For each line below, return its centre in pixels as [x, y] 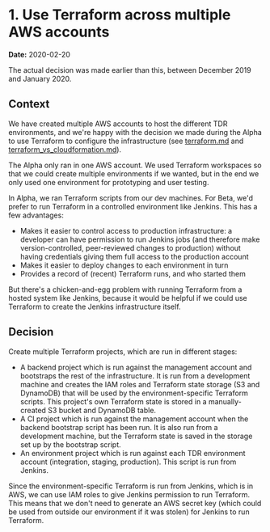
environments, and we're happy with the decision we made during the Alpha [135, 132]
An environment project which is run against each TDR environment [133, 453]
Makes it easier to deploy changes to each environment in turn [124, 265]
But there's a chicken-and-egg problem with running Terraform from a [125, 289]
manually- [225, 401]
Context [29, 104]
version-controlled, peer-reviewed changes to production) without [130, 247]
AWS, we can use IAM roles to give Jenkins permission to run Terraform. [129, 494]
